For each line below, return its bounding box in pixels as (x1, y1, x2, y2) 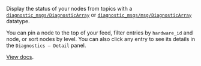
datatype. (6, 18, 30, 24)
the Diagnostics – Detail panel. (6, 42, 86, 49)
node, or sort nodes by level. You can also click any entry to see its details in (6, 36, 196, 42)
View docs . (6, 54, 34, 60)
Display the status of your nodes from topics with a (6, 5, 133, 12)
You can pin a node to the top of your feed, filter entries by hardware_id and (6, 29, 193, 36)
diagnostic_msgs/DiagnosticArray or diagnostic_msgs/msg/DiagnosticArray (6, 11, 192, 18)
